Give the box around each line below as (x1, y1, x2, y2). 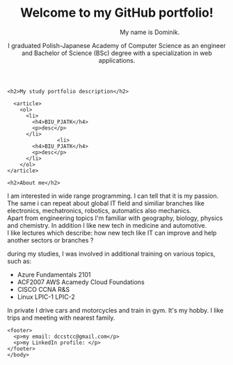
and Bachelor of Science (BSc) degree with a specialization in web (22, 49, 212, 57)
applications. (98, 56, 136, 64)
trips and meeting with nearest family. (7, 313, 115, 322)
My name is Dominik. (119, 28, 180, 36)
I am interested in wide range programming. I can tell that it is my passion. (7, 192, 219, 200)
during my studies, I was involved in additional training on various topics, (7, 249, 216, 258)
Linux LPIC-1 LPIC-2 (17, 293, 75, 301)
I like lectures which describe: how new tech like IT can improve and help (7, 228, 217, 237)
